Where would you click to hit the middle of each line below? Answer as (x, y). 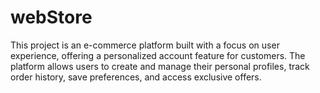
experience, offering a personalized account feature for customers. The (158, 55)
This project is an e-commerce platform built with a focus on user (145, 45)
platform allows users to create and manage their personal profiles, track (160, 66)
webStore (51, 17)
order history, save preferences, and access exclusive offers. (136, 77)
